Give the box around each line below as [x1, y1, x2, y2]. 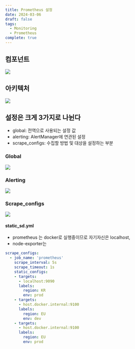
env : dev [23, 316, 41, 321]
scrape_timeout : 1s [14, 265, 55, 270]
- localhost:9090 [18, 279, 55, 284]
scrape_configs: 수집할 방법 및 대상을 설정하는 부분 [12, 140, 113, 146]
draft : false [5, 17, 32, 22]
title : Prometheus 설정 [5, 7, 52, 13]
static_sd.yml [5, 223, 34, 229]
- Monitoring [9, 26, 37, 31]
